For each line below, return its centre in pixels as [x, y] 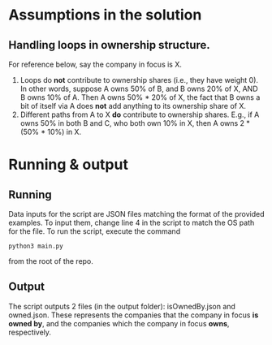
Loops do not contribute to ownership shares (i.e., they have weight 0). [139, 80]
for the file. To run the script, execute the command [95, 231]
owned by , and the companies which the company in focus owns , [119, 323]
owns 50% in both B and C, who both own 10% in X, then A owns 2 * [135, 123]
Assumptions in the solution [105, 15]
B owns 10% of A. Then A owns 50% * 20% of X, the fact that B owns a [140, 97]
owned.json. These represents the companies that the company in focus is [134, 315]
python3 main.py [36, 246]
